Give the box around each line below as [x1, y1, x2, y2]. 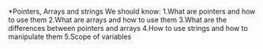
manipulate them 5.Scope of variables [8, 32, 132, 41]
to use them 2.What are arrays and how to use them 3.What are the [8, 15, 227, 24]
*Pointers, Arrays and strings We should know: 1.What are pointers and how [8, 7, 256, 16]
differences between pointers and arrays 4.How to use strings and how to [8, 24, 249, 32]
